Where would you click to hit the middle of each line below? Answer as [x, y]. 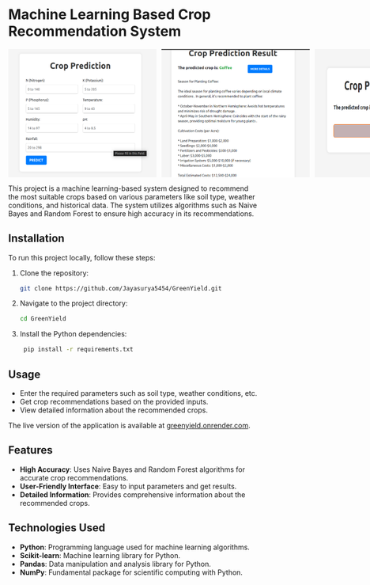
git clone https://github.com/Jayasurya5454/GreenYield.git [121, 288]
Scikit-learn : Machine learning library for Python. [100, 555]
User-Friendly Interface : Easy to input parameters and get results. [128, 486]
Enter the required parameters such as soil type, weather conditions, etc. [138, 393]
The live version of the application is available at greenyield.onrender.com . [129, 425]
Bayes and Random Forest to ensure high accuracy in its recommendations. [131, 213]
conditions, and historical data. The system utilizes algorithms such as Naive [133, 205]
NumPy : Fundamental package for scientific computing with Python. [131, 572]
